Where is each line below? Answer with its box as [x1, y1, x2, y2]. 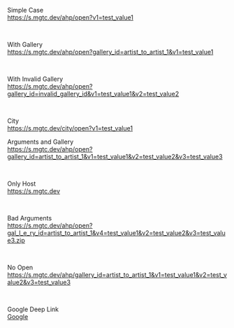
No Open [7, 263, 34, 271]
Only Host [7, 179, 36, 188]
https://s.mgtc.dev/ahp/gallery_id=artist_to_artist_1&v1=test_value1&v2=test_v [7, 271, 227, 278]
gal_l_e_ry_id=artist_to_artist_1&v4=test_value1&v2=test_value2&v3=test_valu [7, 229, 226, 237]
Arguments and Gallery [7, 137, 74, 146]
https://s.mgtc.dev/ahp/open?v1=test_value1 [7, 13, 134, 22]
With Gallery [7, 40, 43, 48]
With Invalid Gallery [7, 75, 64, 83]
